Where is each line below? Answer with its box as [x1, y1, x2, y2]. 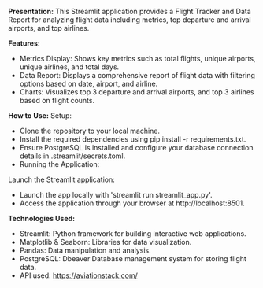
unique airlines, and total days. [19, 62, 120, 72]
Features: [8, 39, 41, 48]
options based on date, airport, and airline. [19, 79, 158, 88]
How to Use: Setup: [8, 111, 72, 120]
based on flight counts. [19, 96, 95, 105]
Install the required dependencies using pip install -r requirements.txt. [19, 135, 246, 144]
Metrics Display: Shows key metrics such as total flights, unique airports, [19, 54, 256, 63]
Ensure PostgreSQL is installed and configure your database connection [19, 143, 254, 152]
